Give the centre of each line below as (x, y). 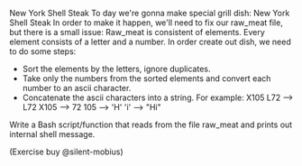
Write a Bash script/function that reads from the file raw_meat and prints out (151, 124)
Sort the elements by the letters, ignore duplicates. (116, 69)
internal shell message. (52, 134)
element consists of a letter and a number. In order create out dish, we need (150, 41)
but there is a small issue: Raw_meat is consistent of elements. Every (137, 32)
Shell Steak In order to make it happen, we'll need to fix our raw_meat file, (146, 23)
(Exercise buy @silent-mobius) (66, 152)
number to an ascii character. (77, 88)
